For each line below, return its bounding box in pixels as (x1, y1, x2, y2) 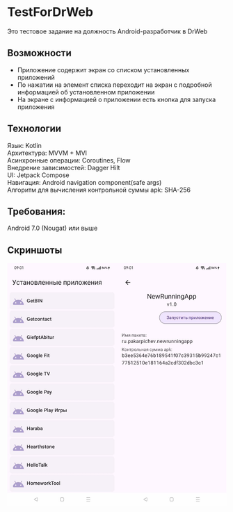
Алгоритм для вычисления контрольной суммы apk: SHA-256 (7, 185, 191, 194)
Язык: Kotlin (7, 141, 42, 149)
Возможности (7, 47, 72, 59)
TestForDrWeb (7, 4, 94, 20)
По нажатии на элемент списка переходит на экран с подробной (17, 81, 212, 89)
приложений (17, 73, 55, 81)
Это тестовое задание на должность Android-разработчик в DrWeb (7, 27, 208, 35)
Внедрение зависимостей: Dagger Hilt (7, 163, 120, 172)
